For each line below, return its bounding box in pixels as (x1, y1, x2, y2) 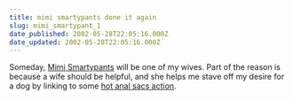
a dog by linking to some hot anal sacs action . (9, 81, 177, 91)
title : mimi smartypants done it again (9, 12, 157, 22)
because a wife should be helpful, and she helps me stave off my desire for (9, 72, 285, 82)
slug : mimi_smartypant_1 (9, 21, 101, 30)
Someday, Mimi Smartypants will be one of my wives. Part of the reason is (9, 62, 281, 73)
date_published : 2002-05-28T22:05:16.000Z (9, 29, 169, 38)
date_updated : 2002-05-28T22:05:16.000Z (9, 37, 162, 47)
